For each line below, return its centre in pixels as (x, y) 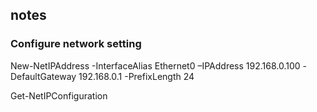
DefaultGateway (43, 76)
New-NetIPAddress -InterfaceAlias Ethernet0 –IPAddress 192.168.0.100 (155, 65)
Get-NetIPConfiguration (59, 95)
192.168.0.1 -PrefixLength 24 (136, 76)
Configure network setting (76, 44)
